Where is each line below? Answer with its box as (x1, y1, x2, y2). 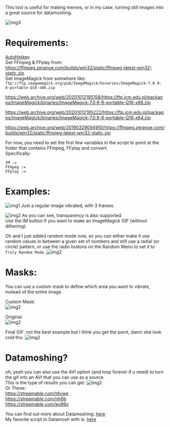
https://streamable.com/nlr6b (5, 396, 67, 402)
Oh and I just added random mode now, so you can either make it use (5, 233, 150, 239)
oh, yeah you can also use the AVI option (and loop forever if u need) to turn (5, 369, 164, 375)
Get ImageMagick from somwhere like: (5, 75, 86, 81)
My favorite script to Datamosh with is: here (5, 416, 97, 422)
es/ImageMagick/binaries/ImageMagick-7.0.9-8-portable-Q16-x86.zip (5, 99, 151, 105)
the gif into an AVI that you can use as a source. (5, 374, 105, 380)
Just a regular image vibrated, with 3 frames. (21, 202, 115, 208)
